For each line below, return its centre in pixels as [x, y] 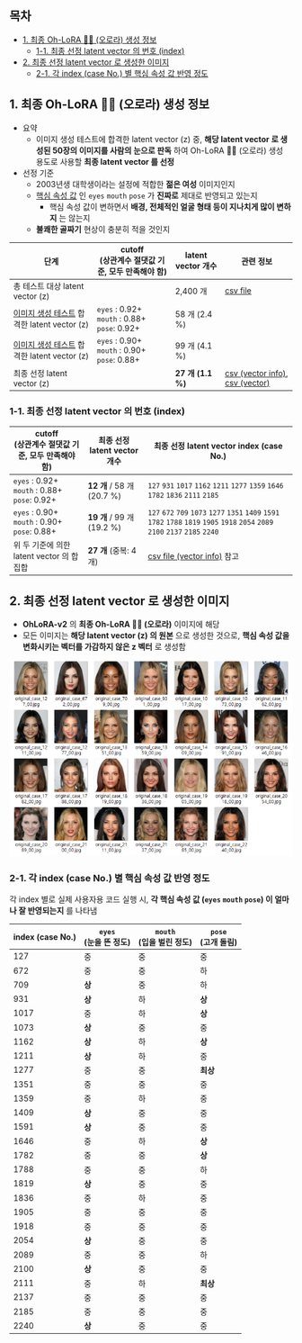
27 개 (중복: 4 [112, 551]
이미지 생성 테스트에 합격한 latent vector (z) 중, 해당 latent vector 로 [157, 139]
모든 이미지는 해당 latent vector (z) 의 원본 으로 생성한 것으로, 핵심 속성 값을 [156, 635]
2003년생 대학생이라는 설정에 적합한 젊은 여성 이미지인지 [135, 184]
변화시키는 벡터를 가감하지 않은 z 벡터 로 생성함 [104, 647]
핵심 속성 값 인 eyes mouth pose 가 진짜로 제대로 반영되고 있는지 [147, 195]
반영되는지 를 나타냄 [62, 911]
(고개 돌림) [219, 942]
